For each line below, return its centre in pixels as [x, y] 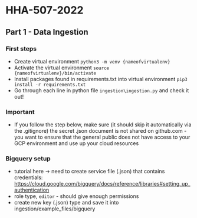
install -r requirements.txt [50, 85]
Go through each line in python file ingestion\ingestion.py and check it [101, 90]
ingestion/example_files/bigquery [55, 209]
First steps [21, 49]
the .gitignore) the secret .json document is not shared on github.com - [100, 131]
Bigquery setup [28, 159]
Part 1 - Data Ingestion [47, 32]
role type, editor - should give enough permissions [76, 196]
